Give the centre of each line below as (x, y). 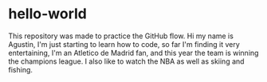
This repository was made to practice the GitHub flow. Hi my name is (121, 36)
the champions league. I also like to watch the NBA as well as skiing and (126, 61)
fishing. (21, 69)
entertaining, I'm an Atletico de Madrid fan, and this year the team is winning (133, 53)
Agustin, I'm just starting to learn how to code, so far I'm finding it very (124, 44)
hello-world (48, 14)
